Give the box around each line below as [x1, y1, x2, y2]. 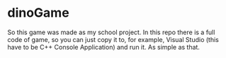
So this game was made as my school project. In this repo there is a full [7, 28, 215, 36]
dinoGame [7, 5, 69, 21]
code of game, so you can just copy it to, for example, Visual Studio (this [7, 35, 220, 43]
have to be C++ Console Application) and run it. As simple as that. [7, 43, 200, 51]
